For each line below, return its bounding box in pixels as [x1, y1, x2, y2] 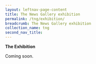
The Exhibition [5, 44, 35, 49]
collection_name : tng [5, 26, 50, 31]
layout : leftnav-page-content [5, 7, 67, 12]
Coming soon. [5, 53, 33, 59]
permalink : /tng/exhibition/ [5, 16, 65, 21]
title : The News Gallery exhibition [5, 12, 80, 17]
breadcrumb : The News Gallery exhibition [5, 21, 92, 26]
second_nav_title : [5, 30, 43, 35]
